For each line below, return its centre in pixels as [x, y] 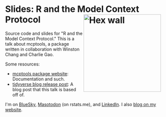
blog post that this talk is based [44, 89]
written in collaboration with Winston [42, 49]
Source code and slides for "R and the [44, 33]
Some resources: [22, 64]
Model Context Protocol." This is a [40, 39]
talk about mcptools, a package [37, 44]
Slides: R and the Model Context [72, 9]
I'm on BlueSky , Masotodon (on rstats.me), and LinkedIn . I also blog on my [81, 104]
